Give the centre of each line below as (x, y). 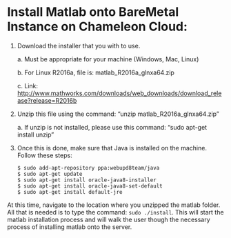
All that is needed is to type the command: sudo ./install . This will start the (115, 212)
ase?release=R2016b (47, 100)
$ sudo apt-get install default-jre (70, 192)
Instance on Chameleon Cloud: (98, 27)
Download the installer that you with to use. (79, 46)
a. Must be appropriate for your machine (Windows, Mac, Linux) (108, 59)
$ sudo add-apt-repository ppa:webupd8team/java (88, 168)
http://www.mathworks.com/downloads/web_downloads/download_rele (119, 93)
